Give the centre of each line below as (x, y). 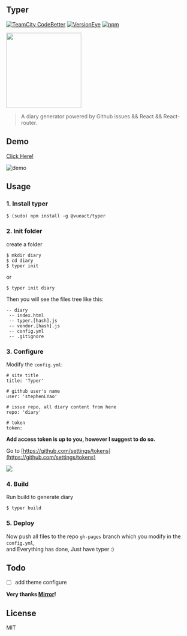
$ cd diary (20, 261)
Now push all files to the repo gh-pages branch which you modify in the (93, 536)
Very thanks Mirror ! (31, 595)
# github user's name (33, 391)
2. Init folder (24, 231)
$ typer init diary (31, 288)
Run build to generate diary (40, 497)
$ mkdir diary (24, 255)
